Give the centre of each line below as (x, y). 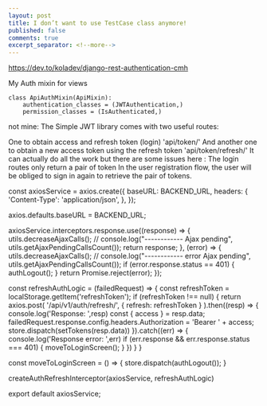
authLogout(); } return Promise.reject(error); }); (85, 273)
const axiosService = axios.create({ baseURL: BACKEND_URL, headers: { (128, 191)
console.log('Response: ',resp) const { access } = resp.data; (107, 314)
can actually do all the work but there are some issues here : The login (124, 159)
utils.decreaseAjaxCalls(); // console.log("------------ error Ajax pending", (130, 256)
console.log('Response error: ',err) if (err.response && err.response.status (129, 339)
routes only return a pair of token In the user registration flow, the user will (130, 167)
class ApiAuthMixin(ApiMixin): (60, 98)
